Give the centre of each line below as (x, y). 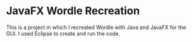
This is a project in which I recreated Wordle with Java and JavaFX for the (96, 27)
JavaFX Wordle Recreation (73, 11)
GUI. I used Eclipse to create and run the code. (63, 33)
